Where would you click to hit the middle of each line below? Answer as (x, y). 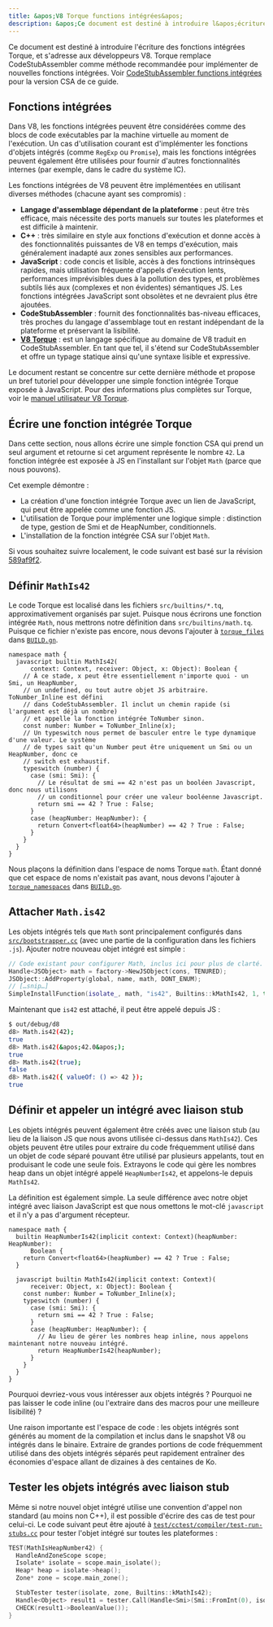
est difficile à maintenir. (59, 227)
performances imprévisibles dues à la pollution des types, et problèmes (140, 279)
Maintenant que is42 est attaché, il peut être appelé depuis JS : (115, 1010)
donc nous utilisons (43, 790)
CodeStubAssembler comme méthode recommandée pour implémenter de (133, 64)
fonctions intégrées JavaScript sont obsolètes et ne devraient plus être (139, 296)
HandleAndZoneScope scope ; (61, 1555)
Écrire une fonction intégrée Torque (100, 424)
